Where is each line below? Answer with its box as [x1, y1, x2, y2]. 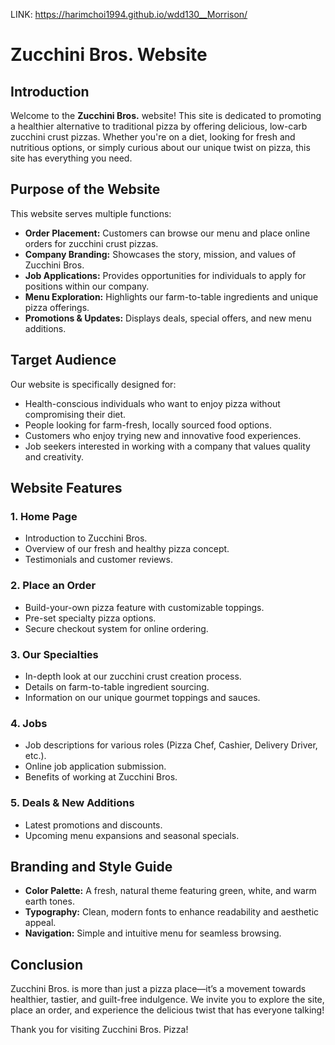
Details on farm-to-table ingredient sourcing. [24, 680, 210, 693]
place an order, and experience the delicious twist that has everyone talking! [10, 1004, 325, 1016]
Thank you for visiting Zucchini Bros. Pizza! [10, 1024, 189, 1036]
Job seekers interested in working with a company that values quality [24, 440, 311, 452]
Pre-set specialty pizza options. [24, 612, 157, 624]
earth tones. [24, 895, 75, 908]
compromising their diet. [24, 408, 127, 420]
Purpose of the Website [10, 181, 161, 198]
